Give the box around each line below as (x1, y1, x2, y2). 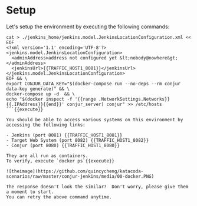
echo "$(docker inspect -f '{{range (6, 96, 96, 102)
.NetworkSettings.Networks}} (98, 96, 170, 102)
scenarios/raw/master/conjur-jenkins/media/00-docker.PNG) (6, 173, 155, 180)
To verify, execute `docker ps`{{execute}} (6, 158, 115, 164)
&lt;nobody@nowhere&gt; (119, 55, 178, 61)
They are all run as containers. (6, 152, 88, 159)
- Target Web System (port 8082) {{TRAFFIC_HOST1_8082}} (6, 137, 149, 143)
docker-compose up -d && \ (6, 91, 75, 97)
